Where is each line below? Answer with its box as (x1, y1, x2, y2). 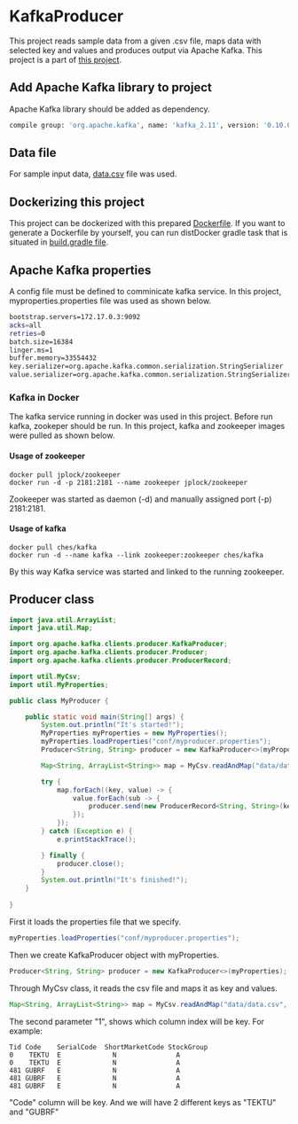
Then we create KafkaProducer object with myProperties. (9, 949, 220, 960)
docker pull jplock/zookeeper (9, 470, 122, 480)
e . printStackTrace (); (56, 835, 137, 844)
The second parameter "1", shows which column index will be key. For (9, 1016, 264, 1026)
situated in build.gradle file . (9, 237, 109, 247)
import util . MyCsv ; (9, 672, 82, 681)
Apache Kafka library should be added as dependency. (9, 104, 210, 114)
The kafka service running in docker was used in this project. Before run (9, 411, 273, 422)
